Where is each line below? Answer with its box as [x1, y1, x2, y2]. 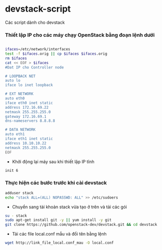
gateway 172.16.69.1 [5, 114, 47, 119]
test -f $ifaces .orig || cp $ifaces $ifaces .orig [5, 51, 108, 56]
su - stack [5, 213, 27, 218]
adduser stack [5, 190, 34, 195]
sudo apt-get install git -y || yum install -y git [5, 217, 112, 223]
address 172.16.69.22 [5, 105, 49, 110]
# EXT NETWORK [5, 91, 34, 97]
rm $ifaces [5, 56, 27, 61]
